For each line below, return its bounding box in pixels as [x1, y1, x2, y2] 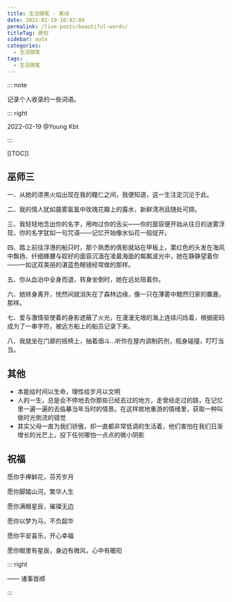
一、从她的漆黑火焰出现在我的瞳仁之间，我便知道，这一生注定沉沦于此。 [7, 191, 213, 199]
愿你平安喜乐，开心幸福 [7, 531, 74, 540]
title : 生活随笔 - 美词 [7, 10, 69, 17]
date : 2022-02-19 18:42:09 [7, 17, 85, 24]
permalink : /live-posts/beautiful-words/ [7, 23, 128, 30]
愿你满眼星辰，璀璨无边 [7, 502, 74, 511]
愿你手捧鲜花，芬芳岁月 [7, 472, 74, 481]
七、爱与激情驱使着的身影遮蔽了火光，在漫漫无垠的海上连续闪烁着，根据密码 [7, 313, 225, 322]
